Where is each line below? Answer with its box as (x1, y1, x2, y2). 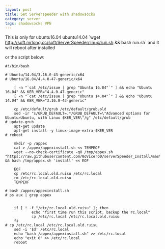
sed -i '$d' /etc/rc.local (14, 227, 69, 232)
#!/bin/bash (5, 64, 29, 69)
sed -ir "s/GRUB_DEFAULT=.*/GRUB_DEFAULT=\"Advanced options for (14, 111, 151, 116)
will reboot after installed (5, 45, 55, 51)
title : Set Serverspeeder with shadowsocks (5, 12, 96, 17)
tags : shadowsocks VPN (5, 21, 52, 26)
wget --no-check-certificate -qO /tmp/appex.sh (14, 150, 113, 155)
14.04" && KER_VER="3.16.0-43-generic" (5, 98, 87, 103)
